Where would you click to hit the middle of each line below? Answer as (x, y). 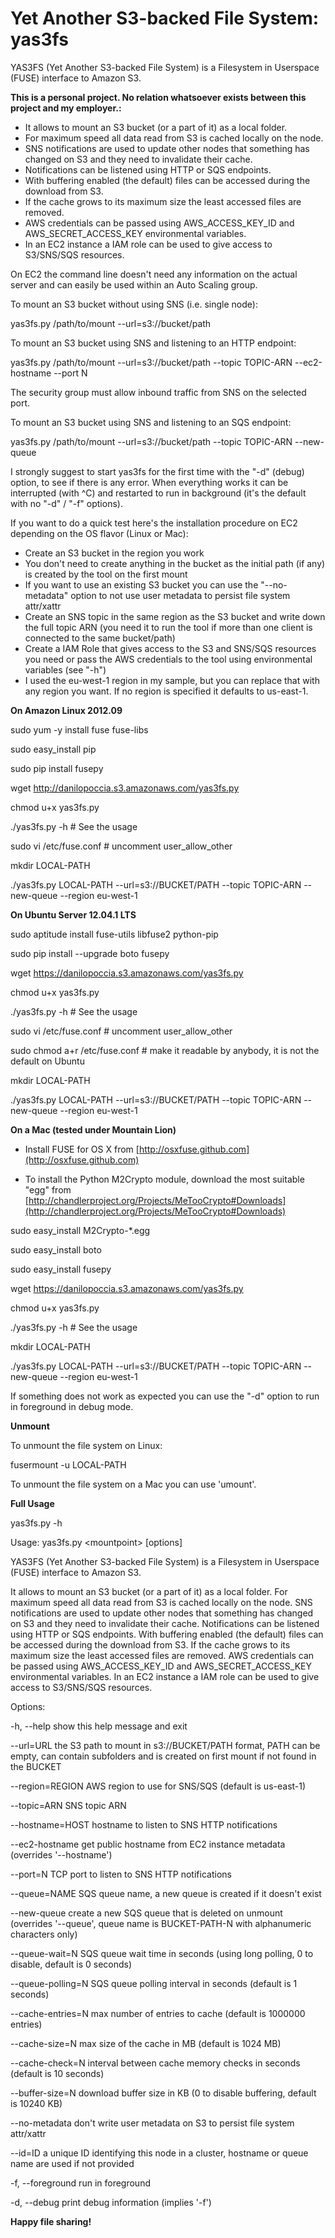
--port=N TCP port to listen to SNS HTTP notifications (121, 1874)
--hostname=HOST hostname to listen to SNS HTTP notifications (144, 1824)
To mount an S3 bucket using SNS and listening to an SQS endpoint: (151, 422)
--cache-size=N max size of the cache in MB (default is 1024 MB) (146, 2043)
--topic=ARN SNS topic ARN (68, 1805)
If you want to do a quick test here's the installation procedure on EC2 (154, 523)
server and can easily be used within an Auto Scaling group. (134, 284)
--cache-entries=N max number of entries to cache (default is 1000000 (158, 2013)
